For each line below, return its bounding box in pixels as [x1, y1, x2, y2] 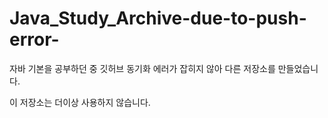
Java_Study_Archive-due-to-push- [9, 7, 307, 30]
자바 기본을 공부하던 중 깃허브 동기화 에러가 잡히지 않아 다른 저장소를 [9, 62, 276, 74]
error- [9, 28, 60, 51]
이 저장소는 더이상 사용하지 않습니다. [9, 96, 151, 108]
